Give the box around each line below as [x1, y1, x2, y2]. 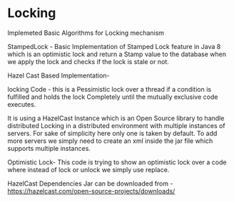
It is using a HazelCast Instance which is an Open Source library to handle [7, 114, 225, 122]
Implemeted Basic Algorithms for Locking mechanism [7, 28, 165, 37]
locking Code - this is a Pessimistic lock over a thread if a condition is [7, 85, 212, 93]
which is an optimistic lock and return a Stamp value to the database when [7, 50, 227, 58]
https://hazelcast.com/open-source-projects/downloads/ [7, 186, 175, 195]
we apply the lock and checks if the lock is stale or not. [7, 57, 169, 65]
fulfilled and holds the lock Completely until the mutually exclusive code [7, 92, 218, 101]
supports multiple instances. [7, 144, 91, 152]
